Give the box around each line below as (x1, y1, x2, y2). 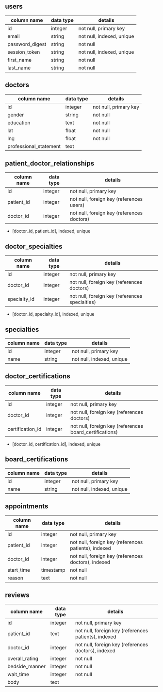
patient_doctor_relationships (5, 160, 95, 168)
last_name (7, 64, 31, 71)
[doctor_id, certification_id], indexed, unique (12, 441, 101, 447)
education (7, 119, 31, 126)
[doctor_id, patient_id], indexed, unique (12, 228, 91, 234)
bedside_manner (7, 663, 46, 670)
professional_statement (7, 143, 61, 149)
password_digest (7, 41, 47, 48)
